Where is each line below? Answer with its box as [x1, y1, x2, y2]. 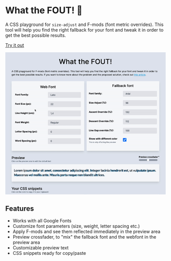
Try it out [5, 42, 24, 48]
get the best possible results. [5, 32, 66, 38]
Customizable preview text [12, 245, 69, 251]
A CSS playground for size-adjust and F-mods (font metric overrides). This [5, 21, 164, 27]
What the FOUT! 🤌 [5, 5, 83, 16]
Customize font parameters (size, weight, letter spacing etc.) [12, 223, 140, 229]
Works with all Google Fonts [12, 218, 72, 224]
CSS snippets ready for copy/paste [12, 250, 87, 256]
